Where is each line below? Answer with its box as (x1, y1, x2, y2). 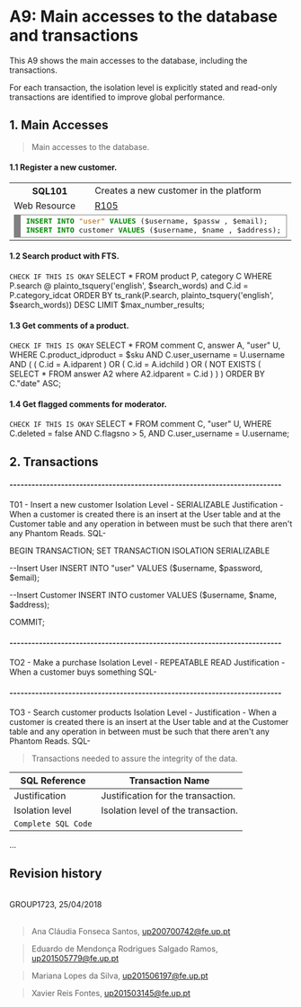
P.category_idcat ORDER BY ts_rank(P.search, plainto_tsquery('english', (9, 290, 274, 301)
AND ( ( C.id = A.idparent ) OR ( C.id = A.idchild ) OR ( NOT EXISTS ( (9, 359, 261, 370)
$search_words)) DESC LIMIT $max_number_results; (9, 299, 205, 311)
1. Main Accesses (9, 118, 110, 133)
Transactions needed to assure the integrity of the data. (31, 753, 238, 764)
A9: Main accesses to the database (9, 6, 279, 27)
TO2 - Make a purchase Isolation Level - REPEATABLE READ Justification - (9, 658, 286, 668)
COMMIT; (9, 617, 45, 628)
